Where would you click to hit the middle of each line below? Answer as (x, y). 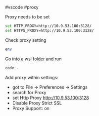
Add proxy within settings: (32, 77)
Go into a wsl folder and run (33, 59)
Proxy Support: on (31, 108)
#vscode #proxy (22, 7)
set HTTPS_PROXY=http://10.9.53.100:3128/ (49, 30)
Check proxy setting (26, 40)
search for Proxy (29, 92)
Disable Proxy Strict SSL (37, 103)
